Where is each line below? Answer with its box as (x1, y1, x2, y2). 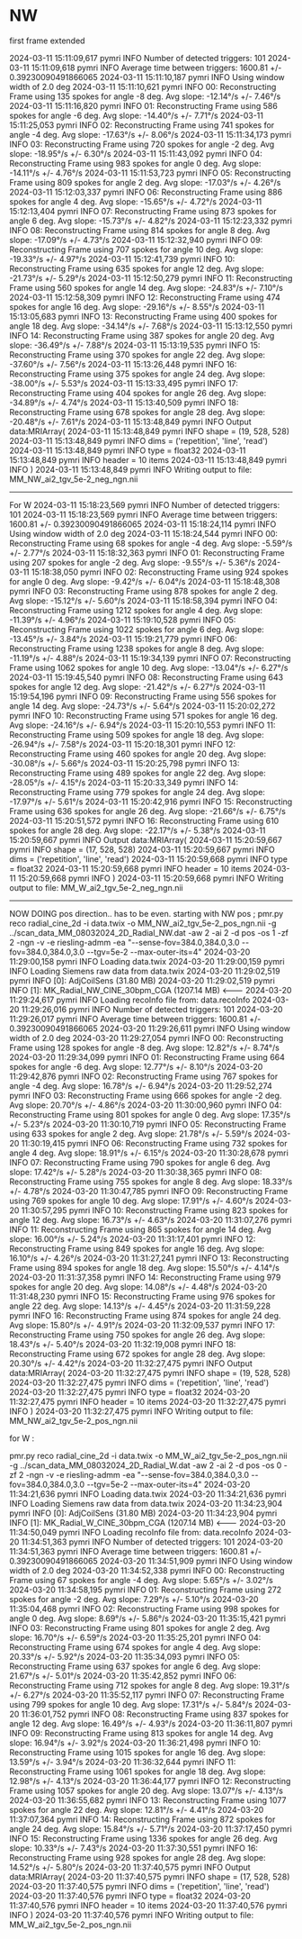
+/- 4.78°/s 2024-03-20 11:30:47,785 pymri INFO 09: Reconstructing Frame (9, 1185, 289, 1196)
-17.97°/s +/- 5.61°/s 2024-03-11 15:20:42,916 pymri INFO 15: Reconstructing (9, 796, 293, 807)
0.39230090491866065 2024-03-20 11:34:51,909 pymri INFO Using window (9, 1555, 293, 1566)
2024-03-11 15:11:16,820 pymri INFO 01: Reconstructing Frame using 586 (9, 100, 279, 111)
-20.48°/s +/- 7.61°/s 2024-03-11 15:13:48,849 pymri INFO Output (9, 416, 252, 427)
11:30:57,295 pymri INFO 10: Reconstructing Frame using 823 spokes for (21, 1204, 289, 1216)
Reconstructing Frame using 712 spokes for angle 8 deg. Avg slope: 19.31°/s (9, 1680, 290, 1690)
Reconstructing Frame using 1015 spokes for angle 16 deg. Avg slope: (9, 1746, 266, 1757)
